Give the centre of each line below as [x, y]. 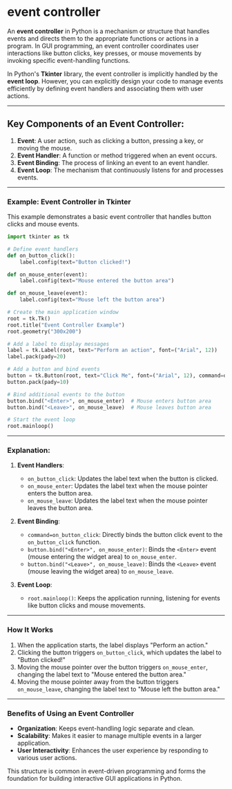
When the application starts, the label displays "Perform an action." [113, 645]
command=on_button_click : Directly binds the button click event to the [125, 535]
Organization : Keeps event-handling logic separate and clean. [106, 728]
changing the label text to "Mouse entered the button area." [101, 674]
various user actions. [47, 758]
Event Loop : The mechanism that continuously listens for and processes [120, 170]
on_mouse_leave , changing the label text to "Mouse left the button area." [118, 689]
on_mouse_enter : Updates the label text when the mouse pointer [118, 486]
